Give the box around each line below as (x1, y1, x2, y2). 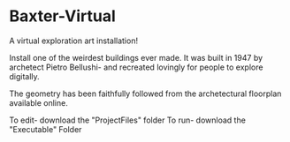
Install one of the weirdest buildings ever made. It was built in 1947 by (9, 52, 263, 63)
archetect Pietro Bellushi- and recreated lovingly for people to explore (9, 62, 263, 72)
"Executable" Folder (9, 123, 82, 134)
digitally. (9, 71, 40, 81)
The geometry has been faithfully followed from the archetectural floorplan (9, 88, 282, 99)
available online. (9, 97, 68, 108)
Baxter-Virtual (9, 6, 117, 26)
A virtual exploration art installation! (9, 35, 139, 46)
